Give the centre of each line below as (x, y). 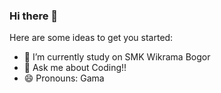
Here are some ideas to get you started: (91, 38)
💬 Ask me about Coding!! (75, 68)
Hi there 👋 (34, 16)
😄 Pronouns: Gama (64, 78)
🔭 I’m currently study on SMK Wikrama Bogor (117, 57)
